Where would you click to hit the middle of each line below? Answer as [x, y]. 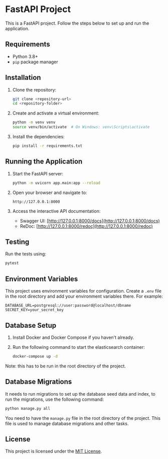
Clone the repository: [34, 89]
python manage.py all [28, 408]
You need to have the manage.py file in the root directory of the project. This [83, 418]
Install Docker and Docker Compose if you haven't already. [73, 337]
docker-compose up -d [35, 356]
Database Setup [31, 325]
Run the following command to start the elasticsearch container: [79, 347]
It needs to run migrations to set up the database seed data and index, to [80, 394]
